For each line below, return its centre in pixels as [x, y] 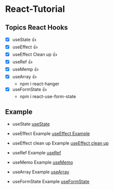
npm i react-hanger [39, 84]
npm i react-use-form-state [48, 96]
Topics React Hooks [37, 27]
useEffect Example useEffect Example [51, 133]
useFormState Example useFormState [51, 181]
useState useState [31, 124]
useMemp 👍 [25, 69]
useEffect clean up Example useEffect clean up [60, 143]
